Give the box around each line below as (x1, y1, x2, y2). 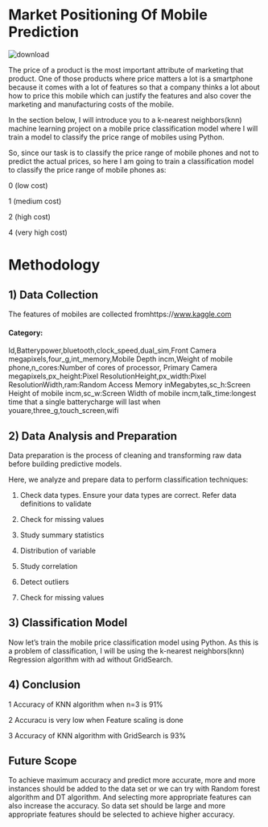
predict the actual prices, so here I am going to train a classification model (8, 156, 254, 166)
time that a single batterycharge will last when (8, 397, 161, 407)
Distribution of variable (19, 545, 97, 555)
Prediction (8, 23, 79, 41)
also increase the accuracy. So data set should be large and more (8, 801, 226, 811)
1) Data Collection (8, 288, 99, 302)
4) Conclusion (8, 678, 81, 691)
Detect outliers (19, 577, 70, 587)
